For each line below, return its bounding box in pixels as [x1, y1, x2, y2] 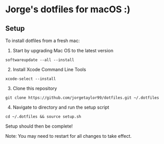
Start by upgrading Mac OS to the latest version [12, 48, 114, 53]
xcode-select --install [5, 76, 56, 81]
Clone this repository [12, 86, 57, 91]
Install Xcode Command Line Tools [12, 67, 86, 72]
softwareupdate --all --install [5, 57, 74, 63]
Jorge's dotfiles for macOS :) [5, 4, 131, 15]
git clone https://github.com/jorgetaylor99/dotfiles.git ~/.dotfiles [5, 95, 159, 100]
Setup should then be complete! [5, 123, 73, 129]
